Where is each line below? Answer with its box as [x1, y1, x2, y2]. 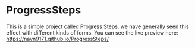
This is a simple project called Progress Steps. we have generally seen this [6, 23, 189, 30]
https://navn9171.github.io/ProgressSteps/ [6, 35, 109, 42]
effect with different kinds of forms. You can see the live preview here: [6, 29, 178, 36]
